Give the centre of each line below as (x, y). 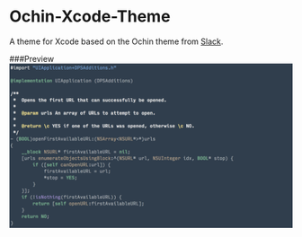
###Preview (32, 58)
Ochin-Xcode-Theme (90, 17)
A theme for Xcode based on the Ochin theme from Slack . (116, 41)
